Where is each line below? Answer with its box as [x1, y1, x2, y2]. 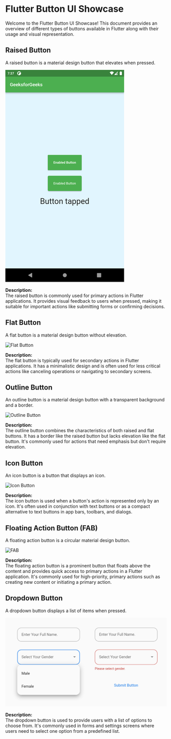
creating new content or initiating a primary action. [5, 579, 112, 585]
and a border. [5, 402, 34, 409]
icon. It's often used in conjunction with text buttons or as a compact [5, 503, 150, 509]
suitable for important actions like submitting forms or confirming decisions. [5, 303, 165, 309]
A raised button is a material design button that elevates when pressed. [5, 60, 156, 66]
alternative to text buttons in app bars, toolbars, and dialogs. [5, 509, 133, 515]
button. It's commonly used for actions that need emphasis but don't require [5, 438, 166, 445]
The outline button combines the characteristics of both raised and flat [5, 428, 155, 434]
